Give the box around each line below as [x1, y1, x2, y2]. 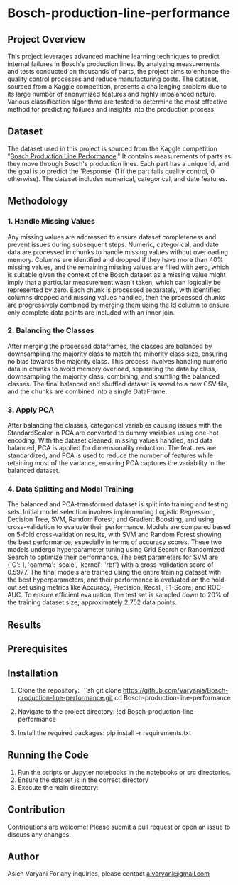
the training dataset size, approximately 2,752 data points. [7, 598, 178, 607]
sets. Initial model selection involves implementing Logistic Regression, [7, 508, 215, 516]
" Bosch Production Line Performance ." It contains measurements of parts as [7, 151, 232, 161]
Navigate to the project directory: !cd [17, 707, 126, 715]
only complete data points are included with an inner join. [7, 308, 175, 317]
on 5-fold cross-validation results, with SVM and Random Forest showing [7, 531, 222, 539]
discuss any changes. [7, 830, 71, 839]
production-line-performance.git [17, 693, 114, 702]
